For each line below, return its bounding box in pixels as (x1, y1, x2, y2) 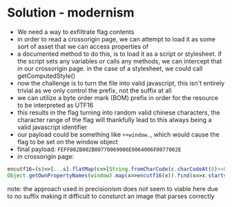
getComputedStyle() (17, 71, 76, 80)
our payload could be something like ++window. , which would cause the (17, 130, 220, 139)
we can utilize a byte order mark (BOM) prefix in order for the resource (17, 93, 219, 101)
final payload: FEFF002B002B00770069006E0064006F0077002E (17, 145, 182, 153)
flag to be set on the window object (17, 137, 119, 146)
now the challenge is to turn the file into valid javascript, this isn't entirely (17, 79, 225, 87)
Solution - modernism (7, 5, 135, 21)
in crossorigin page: (17, 152, 75, 160)
